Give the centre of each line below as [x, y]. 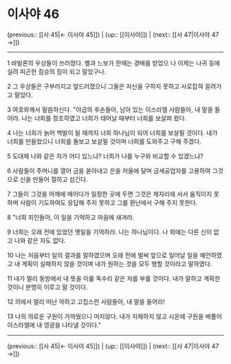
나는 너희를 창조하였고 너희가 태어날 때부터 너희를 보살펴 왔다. [104, 118]
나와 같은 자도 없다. [40, 240]
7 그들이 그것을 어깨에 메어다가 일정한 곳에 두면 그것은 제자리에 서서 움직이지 [110, 194]
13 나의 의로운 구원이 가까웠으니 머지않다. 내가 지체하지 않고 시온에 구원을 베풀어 [114, 316]
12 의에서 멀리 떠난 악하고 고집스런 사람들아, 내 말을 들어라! [86, 301]
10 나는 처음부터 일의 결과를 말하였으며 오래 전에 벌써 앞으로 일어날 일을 [103, 255]
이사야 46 [33, 14]
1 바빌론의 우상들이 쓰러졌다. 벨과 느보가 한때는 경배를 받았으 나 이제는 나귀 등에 [113, 63]
